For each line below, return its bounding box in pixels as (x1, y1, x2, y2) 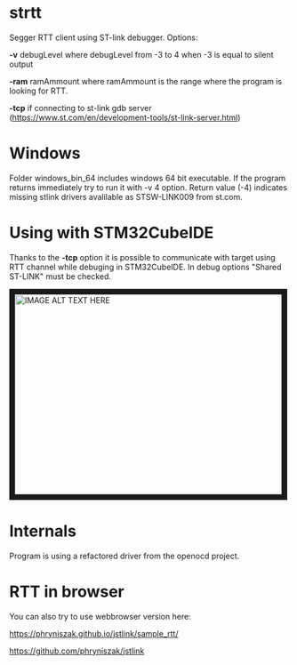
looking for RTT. (9, 85, 68, 96)
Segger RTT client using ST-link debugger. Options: (9, 32, 198, 43)
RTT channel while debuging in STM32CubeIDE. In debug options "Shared (9, 261, 282, 272)
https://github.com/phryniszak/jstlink (9, 645, 145, 656)
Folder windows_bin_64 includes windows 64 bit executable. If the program (9, 172, 286, 183)
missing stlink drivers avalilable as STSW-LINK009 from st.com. (9, 191, 243, 202)
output (9, 59, 34, 69)
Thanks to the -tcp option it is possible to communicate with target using (9, 252, 276, 262)
